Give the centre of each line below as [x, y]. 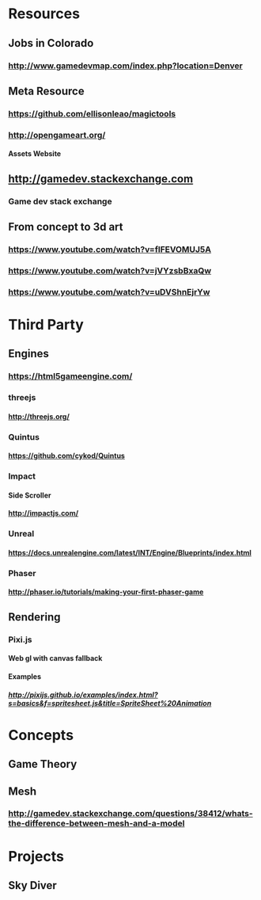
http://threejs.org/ [39, 416]
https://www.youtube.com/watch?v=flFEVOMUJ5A [110, 249]
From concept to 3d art [66, 227]
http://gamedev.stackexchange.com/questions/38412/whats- [130, 814]
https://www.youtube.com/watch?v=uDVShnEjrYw [109, 292]
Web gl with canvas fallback [55, 658]
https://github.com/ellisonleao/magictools [92, 113]
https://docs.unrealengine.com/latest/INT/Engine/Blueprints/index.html [130, 552]
